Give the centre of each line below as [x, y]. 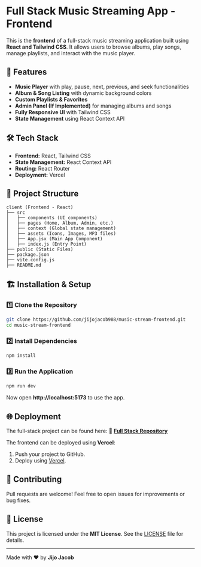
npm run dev [21, 386]
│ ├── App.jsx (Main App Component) [54, 239]
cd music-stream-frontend [38, 325]
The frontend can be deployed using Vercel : [61, 442]
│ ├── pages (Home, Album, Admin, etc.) [60, 223]
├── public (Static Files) [40, 250]
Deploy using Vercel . [40, 460]
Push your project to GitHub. [50, 454]
